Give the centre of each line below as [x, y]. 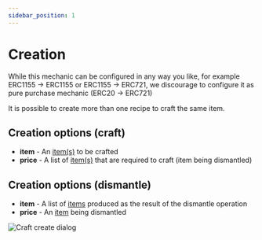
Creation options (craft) [67, 133]
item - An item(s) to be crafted [69, 152]
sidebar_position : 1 [42, 15]
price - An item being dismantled [73, 212]
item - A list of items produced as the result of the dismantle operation [133, 204]
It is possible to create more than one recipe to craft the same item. [116, 108]
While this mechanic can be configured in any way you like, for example [124, 76]
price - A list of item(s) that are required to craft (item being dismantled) [136, 160]
